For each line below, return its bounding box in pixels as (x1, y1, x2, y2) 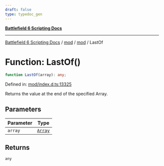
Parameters (5, 105, 41, 113)
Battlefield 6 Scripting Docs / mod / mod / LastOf (5, 39, 103, 45)
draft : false (5, 7, 32, 12)
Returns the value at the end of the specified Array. (5, 91, 108, 97)
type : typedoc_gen (5, 12, 42, 17)
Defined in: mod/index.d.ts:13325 (5, 81, 72, 87)
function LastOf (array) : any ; (5, 72, 67, 77)
